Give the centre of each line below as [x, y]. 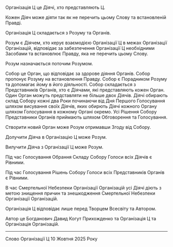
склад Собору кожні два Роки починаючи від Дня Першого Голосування [85, 101]
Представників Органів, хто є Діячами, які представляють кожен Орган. [85, 90]
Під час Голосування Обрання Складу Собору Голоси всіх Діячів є [79, 157]
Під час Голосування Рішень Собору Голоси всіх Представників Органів [85, 172]
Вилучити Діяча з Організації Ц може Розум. [55, 147]
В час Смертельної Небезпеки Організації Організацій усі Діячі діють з [83, 188]
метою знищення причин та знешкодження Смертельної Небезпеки [80, 193]
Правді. [14, 23]
